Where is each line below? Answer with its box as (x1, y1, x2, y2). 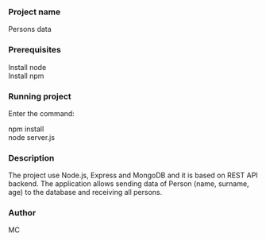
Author (8, 208, 37, 219)
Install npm (8, 71, 44, 80)
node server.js (8, 132, 56, 142)
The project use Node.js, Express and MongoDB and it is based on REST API (8, 170, 258, 181)
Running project (8, 91, 71, 102)
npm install (8, 124, 44, 134)
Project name (8, 6, 61, 17)
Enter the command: (8, 108, 75, 118)
